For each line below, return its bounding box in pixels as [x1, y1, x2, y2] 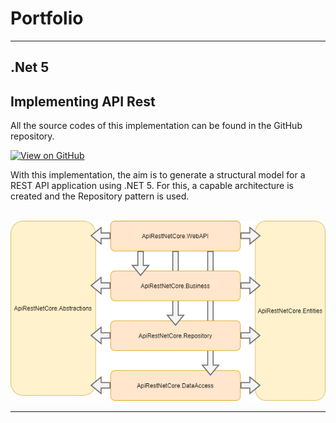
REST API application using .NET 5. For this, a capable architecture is [10, 180, 294, 192]
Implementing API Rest [10, 93, 156, 110]
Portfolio [10, 7, 84, 30]
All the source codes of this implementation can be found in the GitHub [10, 120, 303, 132]
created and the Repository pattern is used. [10, 190, 190, 202]
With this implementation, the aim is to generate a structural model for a [10, 169, 306, 181]
